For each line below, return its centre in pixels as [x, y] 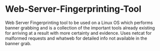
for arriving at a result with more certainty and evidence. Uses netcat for [78, 33]
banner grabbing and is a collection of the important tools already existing [80, 27]
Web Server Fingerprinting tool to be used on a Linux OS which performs [79, 23]
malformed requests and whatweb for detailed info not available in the [76, 38]
